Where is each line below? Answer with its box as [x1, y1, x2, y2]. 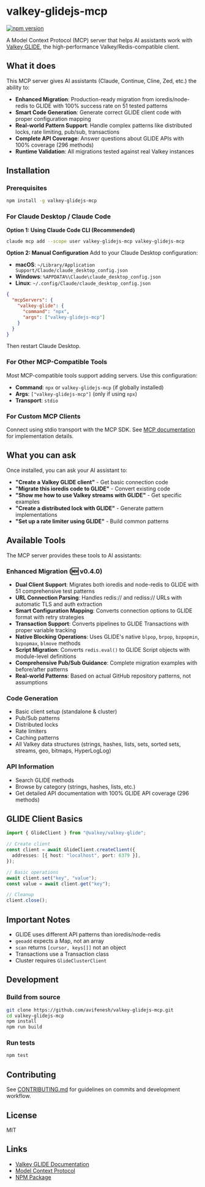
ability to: [6, 83, 30, 91]
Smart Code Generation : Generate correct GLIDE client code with [15, 109, 182, 116]
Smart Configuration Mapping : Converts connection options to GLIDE [15, 607, 193, 614]
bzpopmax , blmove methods [15, 640, 81, 647]
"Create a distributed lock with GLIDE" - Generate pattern [15, 505, 164, 512]
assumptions [15, 679, 48, 686]
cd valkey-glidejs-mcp [6, 1013, 64, 1019]
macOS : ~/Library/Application [15, 261, 95, 268]
